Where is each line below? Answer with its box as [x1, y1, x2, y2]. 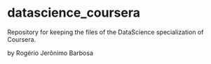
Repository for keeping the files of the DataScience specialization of [7, 28, 204, 36]
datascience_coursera [7, 5, 141, 21]
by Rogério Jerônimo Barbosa [7, 49, 93, 57]
